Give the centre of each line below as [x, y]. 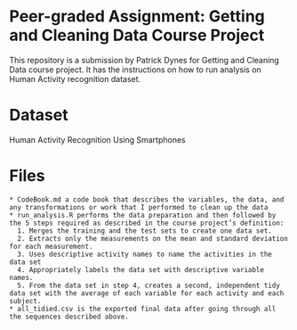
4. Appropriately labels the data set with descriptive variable [141, 269]
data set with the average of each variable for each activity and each [147, 293]
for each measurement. [51, 246]
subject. [25, 301]
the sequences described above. [69, 317]
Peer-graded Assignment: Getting [137, 16]
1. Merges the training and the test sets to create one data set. [145, 231]
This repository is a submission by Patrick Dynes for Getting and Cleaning [144, 60]
